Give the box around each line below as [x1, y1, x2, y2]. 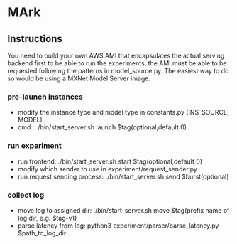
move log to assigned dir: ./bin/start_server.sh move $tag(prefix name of [17, 206, 230, 214]
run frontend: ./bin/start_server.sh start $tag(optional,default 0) [17, 157, 203, 166]
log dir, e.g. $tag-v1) [17, 213, 77, 222]
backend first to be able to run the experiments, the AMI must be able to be [7, 59, 227, 68]
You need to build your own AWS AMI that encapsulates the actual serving [7, 51, 225, 60]
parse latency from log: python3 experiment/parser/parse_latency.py [17, 221, 219, 230]
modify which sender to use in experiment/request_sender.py [17, 164, 197, 173]
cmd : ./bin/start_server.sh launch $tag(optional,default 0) [17, 123, 187, 132]
